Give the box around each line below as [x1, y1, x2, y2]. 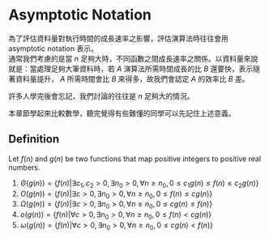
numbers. [8, 162, 41, 172]
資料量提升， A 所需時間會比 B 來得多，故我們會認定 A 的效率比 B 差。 [15, 74, 250, 83]
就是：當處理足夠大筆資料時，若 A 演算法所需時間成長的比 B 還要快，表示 [8, 63, 254, 74]
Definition [8, 132, 59, 147]
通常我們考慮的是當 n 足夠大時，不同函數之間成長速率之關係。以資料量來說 [8, 53, 258, 63]
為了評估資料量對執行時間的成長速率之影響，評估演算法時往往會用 [8, 33, 228, 43]
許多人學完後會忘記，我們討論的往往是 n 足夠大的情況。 [8, 91, 194, 100]
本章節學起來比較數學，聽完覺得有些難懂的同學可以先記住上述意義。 [8, 108, 236, 118]
